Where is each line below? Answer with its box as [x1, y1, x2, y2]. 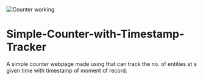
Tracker [6, 40, 47, 54]
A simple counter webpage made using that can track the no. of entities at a [6, 60, 197, 67]
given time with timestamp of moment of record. [6, 67, 128, 74]
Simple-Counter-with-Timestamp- [6, 27, 185, 41]
